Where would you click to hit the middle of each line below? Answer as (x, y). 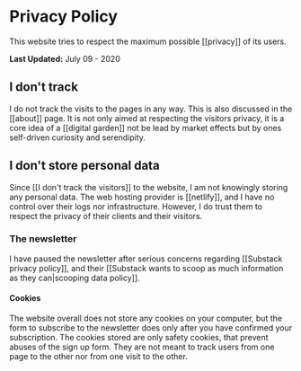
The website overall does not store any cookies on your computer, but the (146, 318)
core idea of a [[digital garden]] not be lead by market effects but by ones (146, 128)
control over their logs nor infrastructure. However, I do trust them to (136, 206)
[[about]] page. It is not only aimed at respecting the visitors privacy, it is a (147, 118)
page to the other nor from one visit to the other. (99, 357)
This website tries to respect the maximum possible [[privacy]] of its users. (148, 41)
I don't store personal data (84, 166)
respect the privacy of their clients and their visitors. (106, 216)
